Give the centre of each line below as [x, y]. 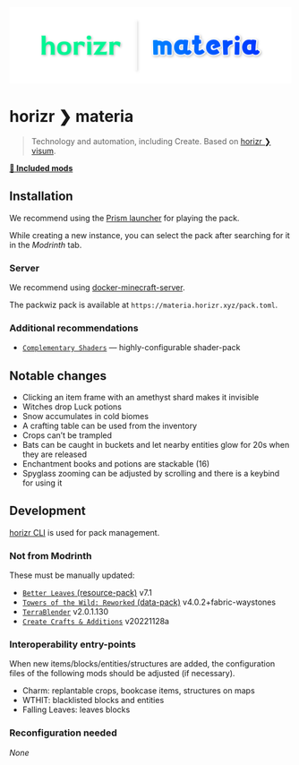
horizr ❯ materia [72, 117]
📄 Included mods [41, 168]
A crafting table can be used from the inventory [110, 425]
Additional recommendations [74, 328]
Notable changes [58, 376]
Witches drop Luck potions [72, 407]
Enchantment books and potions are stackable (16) [116, 464]
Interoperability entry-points [73, 645]
